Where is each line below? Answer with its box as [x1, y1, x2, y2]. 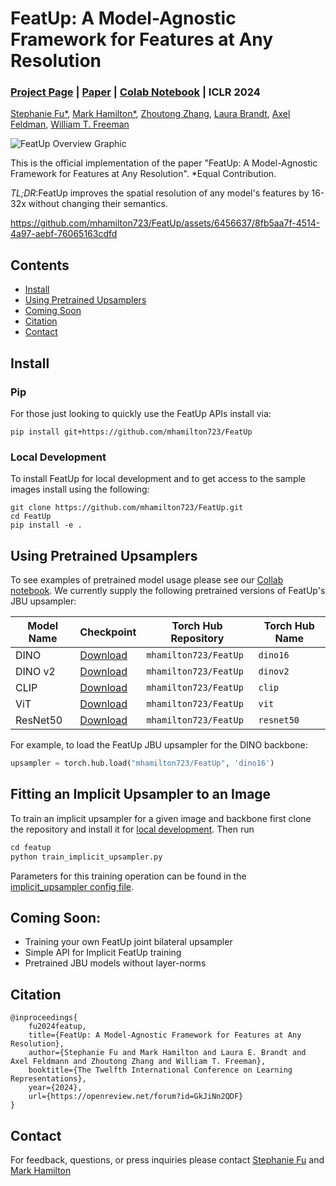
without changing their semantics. [28, 198, 168, 210]
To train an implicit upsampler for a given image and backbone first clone [10, 812, 312, 824]
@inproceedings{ [10, 1013, 78, 1023]
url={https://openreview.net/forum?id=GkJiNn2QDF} [28, 1092, 244, 1102]
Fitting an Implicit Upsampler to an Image [10, 786, 272, 803]
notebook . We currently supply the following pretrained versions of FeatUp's [10, 585, 326, 597]
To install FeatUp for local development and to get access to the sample [10, 473, 307, 485]
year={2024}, [28, 1083, 83, 1093]
